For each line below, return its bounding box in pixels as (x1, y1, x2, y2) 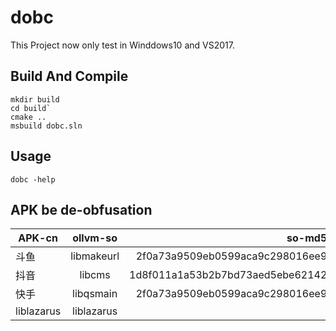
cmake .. (10, 112, 47, 122)
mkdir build (10, 94, 60, 105)
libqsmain (72, 287, 118, 301)
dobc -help (10, 174, 56, 185)
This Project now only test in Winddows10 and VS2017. (10, 39, 235, 51)
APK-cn (18, 231, 58, 245)
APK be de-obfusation (10, 201, 153, 218)
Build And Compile (10, 68, 129, 85)
